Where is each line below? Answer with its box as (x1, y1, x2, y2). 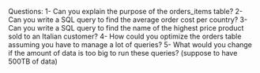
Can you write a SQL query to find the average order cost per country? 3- (8, 15, 247, 24)
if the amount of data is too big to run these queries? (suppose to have (8, 49, 238, 57)
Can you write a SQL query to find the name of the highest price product (8, 24, 244, 32)
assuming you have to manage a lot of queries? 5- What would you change (8, 40, 253, 49)
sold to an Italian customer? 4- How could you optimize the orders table (8, 31, 242, 41)
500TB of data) (8, 57, 58, 66)
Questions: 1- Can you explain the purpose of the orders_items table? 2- (8, 7, 243, 16)
